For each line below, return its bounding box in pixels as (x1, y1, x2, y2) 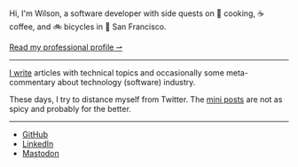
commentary (9, 77, 56, 87)
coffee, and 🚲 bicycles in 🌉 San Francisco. (9, 21, 167, 32)
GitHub (21, 129, 49, 139)
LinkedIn (21, 139, 54, 149)
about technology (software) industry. (57, 77, 196, 87)
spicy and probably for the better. (9, 104, 131, 114)
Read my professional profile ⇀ (9, 42, 123, 52)
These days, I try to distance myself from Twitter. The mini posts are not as (9, 94, 283, 105)
